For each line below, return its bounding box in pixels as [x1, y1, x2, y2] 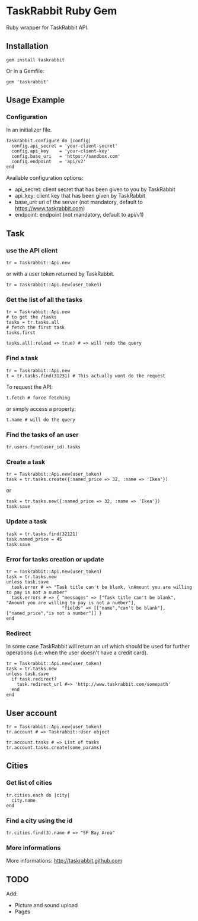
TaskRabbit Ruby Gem [6, 4, 117, 18]
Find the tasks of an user [6, 430, 79, 439]
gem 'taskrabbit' [6, 79, 49, 85]
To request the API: [6, 383, 53, 391]
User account [6, 708, 58, 718]
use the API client [6, 246, 58, 254]
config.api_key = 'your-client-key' [11, 148, 110, 154]
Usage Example [6, 95, 65, 105]
